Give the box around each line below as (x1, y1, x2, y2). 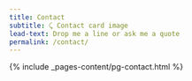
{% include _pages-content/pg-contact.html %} (9, 62, 184, 72)
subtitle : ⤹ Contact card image (9, 21, 128, 30)
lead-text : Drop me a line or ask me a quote (9, 29, 180, 38)
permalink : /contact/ (9, 37, 89, 47)
